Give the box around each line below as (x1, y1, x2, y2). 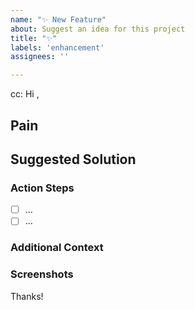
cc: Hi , (10, 88, 40, 100)
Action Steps (10, 181, 75, 195)
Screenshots (10, 267, 74, 281)
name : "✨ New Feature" (10, 14, 107, 25)
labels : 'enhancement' (10, 42, 105, 53)
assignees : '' (10, 52, 70, 62)
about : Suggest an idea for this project (10, 24, 186, 34)
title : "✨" (10, 33, 58, 43)
